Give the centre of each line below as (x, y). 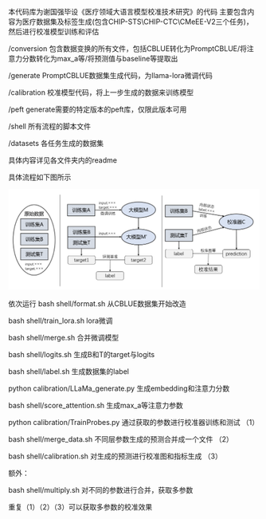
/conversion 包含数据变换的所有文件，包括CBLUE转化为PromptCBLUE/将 (128, 49)
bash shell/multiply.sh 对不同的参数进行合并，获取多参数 (101, 490)
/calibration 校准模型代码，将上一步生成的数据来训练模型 (101, 92)
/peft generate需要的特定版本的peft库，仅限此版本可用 (98, 109)
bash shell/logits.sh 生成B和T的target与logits (82, 355)
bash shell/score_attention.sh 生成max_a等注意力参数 (96, 406)
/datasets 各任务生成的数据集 (56, 143)
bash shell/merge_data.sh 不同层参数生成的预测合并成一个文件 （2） (121, 439)
